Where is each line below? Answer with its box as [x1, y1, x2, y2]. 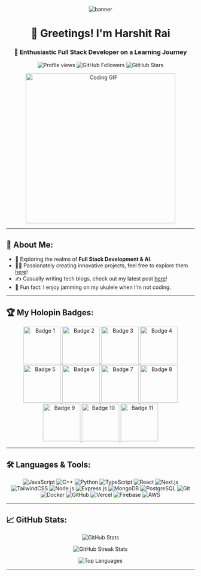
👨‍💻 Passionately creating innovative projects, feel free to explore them [14, 262, 188, 269]
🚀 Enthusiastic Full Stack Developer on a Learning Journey [14, 48, 187, 56]
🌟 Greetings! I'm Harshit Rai [31, 27, 170, 40]
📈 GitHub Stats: [6, 515, 68, 525]
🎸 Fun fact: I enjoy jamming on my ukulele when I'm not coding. [14, 284, 172, 291]
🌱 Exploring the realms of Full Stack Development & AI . [14, 255, 152, 263]
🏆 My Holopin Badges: [6, 307, 94, 318]
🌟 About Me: [6, 240, 54, 250]
